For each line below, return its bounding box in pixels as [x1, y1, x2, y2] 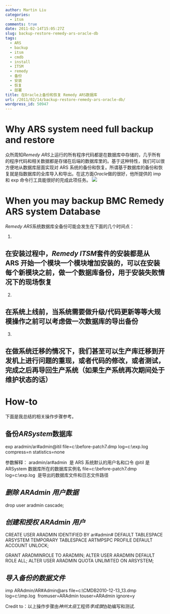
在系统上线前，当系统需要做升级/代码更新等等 [5, 308, 148, 316]
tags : [5, 36, 17, 41]
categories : [5, 12, 30, 17]
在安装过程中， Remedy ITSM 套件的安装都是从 [5, 249, 150, 258]
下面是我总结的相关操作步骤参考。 [5, 413, 76, 419]
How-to [5, 396, 38, 408]
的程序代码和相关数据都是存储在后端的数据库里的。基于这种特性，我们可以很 [5, 158, 165, 164]
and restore [5, 134, 55, 146]
